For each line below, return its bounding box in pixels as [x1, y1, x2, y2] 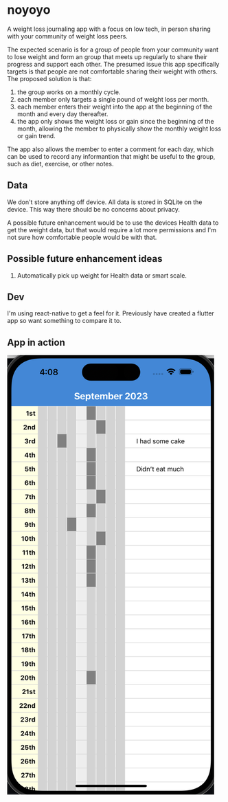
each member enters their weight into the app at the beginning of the [16, 102, 213, 111]
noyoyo [7, 2, 51, 18]
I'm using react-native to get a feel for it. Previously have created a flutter [7, 309, 214, 318]
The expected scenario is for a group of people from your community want [7, 45, 218, 54]
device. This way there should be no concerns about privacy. [7, 205, 181, 213]
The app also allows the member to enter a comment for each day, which [7, 145, 214, 153]
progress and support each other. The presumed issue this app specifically [7, 60, 220, 68]
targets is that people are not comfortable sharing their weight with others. [7, 67, 218, 76]
